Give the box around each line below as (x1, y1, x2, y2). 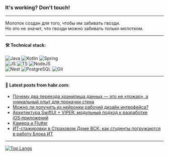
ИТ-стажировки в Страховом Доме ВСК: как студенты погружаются (12, 125, 161, 131)
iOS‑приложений (12, 115, 49, 121)
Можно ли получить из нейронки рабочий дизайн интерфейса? (12, 104, 149, 110)
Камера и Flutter (12, 120, 48, 126)
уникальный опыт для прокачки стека (12, 99, 95, 105)
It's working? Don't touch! (5, 4, 70, 11)
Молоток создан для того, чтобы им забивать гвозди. (5, 20, 121, 26)
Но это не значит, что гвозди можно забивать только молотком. (5, 26, 144, 32)
